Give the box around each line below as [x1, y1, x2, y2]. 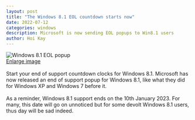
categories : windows [6, 24, 57, 31]
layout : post [6, 8, 38, 15]
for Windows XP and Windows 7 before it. [6, 83, 107, 89]
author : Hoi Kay [6, 36, 46, 41]
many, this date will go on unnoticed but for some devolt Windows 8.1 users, [6, 101, 189, 108]
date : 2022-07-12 [6, 19, 49, 25]
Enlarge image [6, 58, 41, 65]
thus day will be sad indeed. [6, 107, 74, 114]
